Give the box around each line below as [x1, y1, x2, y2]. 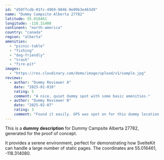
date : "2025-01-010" [14, 84, 56, 90]
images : [5, 67, 21, 71]
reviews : [5, 75, 23, 80]
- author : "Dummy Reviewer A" [9, 80, 71, 85]
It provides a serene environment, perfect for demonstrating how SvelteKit [5, 140, 156, 146]
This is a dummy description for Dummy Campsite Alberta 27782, [5, 125, 139, 131]
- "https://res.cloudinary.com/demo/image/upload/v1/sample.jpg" [9, 71, 146, 76]
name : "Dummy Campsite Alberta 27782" [5, 12, 84, 17]
